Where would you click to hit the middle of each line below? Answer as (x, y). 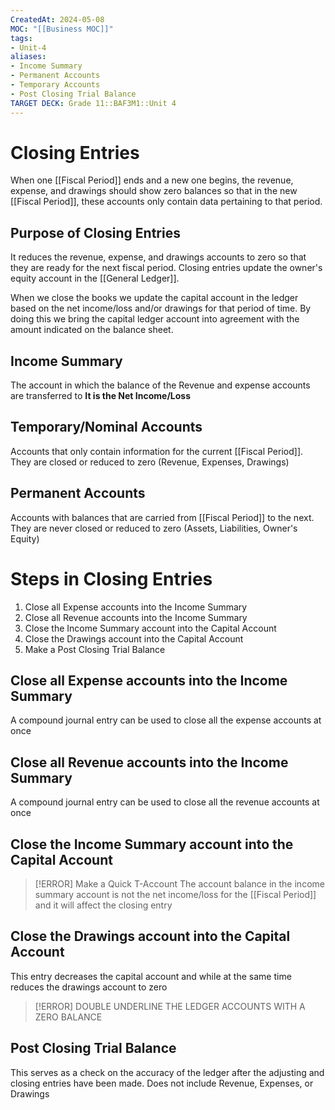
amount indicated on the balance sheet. (92, 330)
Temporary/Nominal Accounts (106, 427)
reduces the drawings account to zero (89, 987)
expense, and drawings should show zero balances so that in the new (154, 191)
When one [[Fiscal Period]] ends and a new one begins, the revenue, (152, 180)
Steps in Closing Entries (111, 578)
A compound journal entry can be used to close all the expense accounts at (166, 720)
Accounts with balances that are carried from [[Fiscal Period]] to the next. (162, 517)
